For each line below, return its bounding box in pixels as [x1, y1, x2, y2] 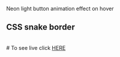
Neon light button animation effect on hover [6, 5, 114, 12]
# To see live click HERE [6, 44, 66, 51]
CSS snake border [6, 22, 75, 32]
